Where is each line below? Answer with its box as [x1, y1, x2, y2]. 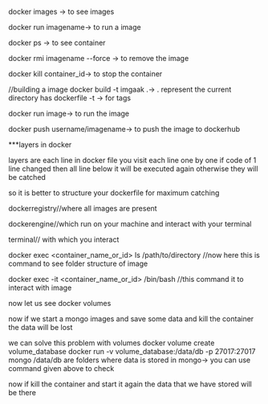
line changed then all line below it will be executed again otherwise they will [8, 164, 258, 173]
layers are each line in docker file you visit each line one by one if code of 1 [8, 156, 257, 165]
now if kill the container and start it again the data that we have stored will [8, 379, 253, 389]
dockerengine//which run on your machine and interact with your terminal [8, 219, 252, 228]
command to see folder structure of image [8, 259, 148, 268]
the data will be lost [8, 323, 73, 332]
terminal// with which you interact [8, 235, 120, 244]
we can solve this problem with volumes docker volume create [8, 338, 215, 348]
